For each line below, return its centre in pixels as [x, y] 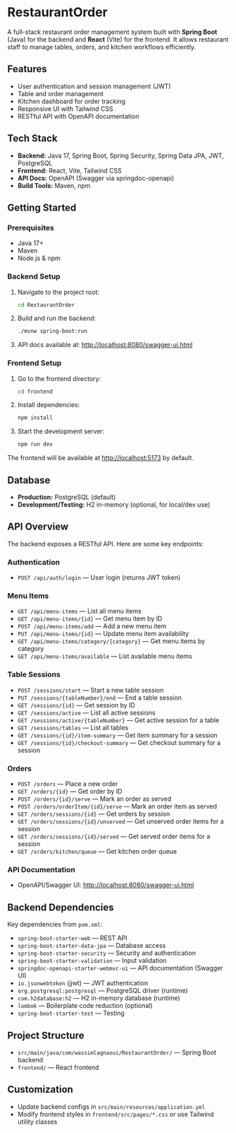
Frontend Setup [35, 363]
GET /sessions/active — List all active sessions [86, 712]
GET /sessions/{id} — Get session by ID [76, 705]
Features [27, 69]
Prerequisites [31, 228]
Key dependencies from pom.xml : [55, 924]
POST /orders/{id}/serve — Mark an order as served [94, 799]
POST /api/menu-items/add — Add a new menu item [92, 626]
